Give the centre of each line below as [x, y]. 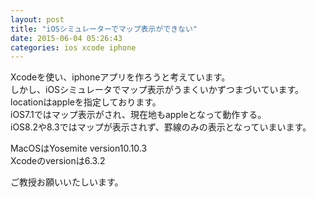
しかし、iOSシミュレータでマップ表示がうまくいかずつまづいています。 [157, 90]
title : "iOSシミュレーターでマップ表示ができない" [104, 29]
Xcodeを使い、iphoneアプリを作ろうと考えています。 [120, 77]
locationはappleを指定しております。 [86, 102]
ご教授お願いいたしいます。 [67, 182]
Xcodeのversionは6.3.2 [58, 161]
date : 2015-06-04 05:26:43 [66, 38]
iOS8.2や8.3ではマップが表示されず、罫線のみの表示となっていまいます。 [161, 127]
